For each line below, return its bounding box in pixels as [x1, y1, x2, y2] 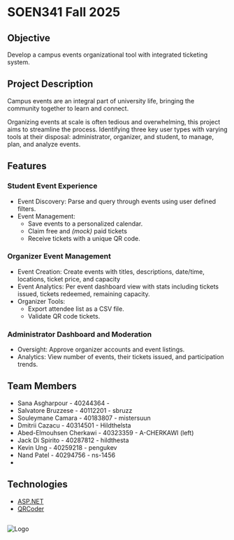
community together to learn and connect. [7, 104, 129, 112]
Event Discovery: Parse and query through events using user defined [17, 197, 217, 205]
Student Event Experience [7, 181, 98, 191]
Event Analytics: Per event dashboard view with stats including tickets [17, 282, 219, 291]
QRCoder [17, 504, 45, 513]
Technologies [7, 479, 68, 490]
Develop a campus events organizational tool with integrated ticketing [7, 50, 208, 59]
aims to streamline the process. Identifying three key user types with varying [7, 125, 228, 133]
